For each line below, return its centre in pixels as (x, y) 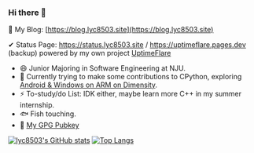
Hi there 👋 (28, 13)
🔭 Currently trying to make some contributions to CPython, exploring (131, 77)
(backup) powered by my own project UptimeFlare (90, 53)
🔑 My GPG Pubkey (50, 126)
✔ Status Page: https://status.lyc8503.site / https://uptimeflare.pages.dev (127, 45)
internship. (37, 105)
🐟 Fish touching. (48, 114)
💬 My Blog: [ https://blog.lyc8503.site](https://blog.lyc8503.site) (111, 30)
